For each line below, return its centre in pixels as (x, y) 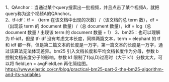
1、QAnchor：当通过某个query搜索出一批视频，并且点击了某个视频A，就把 (82, 7)
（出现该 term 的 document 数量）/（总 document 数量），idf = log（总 (78, 26)
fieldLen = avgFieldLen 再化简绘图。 (53, 63)
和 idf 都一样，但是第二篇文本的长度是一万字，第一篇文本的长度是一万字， (82, 45)
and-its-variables (23, 74)
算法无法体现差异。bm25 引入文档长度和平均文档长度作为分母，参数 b (87, 51)
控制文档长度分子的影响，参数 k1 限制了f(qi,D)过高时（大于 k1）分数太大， (82, 57)
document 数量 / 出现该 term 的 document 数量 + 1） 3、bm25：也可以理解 (83, 32)
